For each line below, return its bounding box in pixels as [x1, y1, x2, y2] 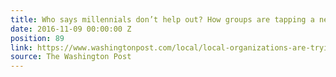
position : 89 [10, 33, 65, 43]
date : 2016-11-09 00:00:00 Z [10, 24, 132, 34]
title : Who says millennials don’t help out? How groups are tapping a [10, 14, 315, 25]
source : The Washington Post [10, 52, 132, 62]
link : [10, 42, 33, 53]
